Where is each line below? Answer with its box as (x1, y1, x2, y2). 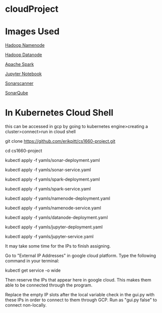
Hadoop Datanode (5, 52, 43, 58)
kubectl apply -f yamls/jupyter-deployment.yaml (5, 224, 103, 230)
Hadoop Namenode (5, 42, 45, 48)
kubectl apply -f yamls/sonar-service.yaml (5, 167, 91, 173)
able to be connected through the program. (5, 282, 92, 288)
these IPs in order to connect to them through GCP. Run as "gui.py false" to (5, 297, 157, 303)
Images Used (5, 26, 60, 37)
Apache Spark (5, 62, 34, 67)
